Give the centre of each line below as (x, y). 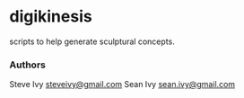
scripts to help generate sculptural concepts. (92, 41)
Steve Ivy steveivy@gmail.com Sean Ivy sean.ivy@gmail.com (122, 85)
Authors (28, 65)
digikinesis (51, 17)
